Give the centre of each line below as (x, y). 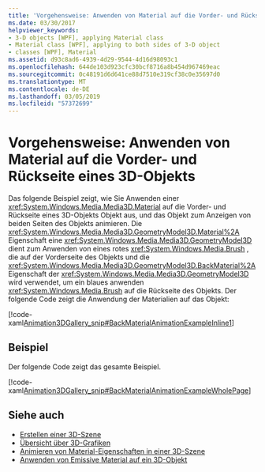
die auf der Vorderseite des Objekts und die (79, 257)
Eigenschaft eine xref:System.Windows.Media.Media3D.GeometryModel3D (130, 240)
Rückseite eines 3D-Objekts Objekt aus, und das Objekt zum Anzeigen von (130, 215)
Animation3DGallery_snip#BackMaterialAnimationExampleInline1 (128, 323)
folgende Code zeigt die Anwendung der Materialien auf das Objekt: (119, 299)
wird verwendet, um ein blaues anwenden (76, 282)
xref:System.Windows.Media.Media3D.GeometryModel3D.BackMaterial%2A (132, 266)
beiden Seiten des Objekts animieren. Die (75, 224)
